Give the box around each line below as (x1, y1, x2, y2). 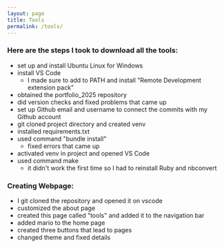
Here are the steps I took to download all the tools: (7, 45, 179, 55)
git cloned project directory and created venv (17, 120, 146, 128)
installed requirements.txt (17, 127, 90, 135)
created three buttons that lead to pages (17, 225, 132, 234)
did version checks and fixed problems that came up (17, 98, 167, 106)
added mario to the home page (17, 218, 105, 227)
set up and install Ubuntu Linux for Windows (17, 61, 143, 70)
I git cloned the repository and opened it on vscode (17, 196, 163, 205)
